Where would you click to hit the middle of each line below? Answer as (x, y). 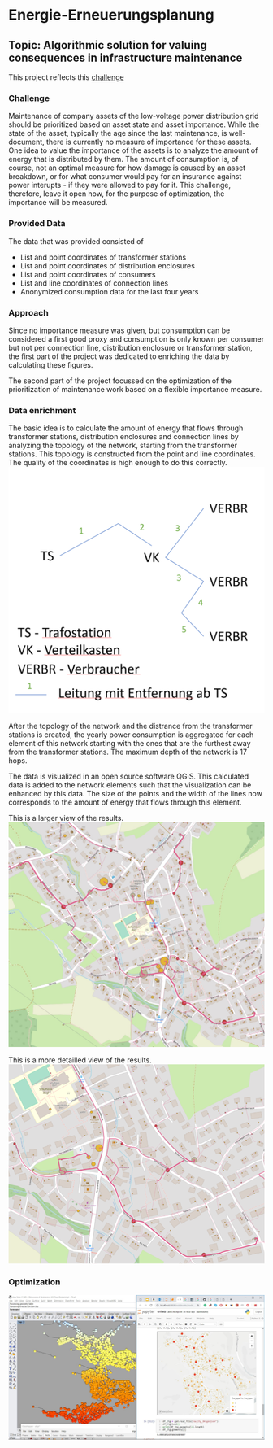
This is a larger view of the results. (66, 818)
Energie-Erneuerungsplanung (111, 15)
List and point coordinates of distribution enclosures (107, 265)
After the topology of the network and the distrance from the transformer (131, 726)
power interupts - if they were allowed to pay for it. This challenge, (120, 185)
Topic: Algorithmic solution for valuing (108, 45)
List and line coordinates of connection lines (94, 283)
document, (26, 142)
